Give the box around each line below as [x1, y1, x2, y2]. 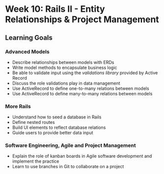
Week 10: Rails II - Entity [5, 3, 105, 15]
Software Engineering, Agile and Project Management [5, 142, 136, 149]
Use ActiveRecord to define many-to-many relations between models [12, 90, 153, 96]
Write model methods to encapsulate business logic [12, 64, 117, 70]
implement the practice [12, 158, 59, 164]
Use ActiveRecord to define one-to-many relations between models [12, 85, 149, 91]
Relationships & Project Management [5, 14, 160, 25]
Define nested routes [12, 119, 55, 125]
